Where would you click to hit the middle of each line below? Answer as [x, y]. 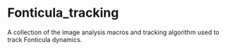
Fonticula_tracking [63, 13]
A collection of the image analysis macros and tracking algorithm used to [113, 32]
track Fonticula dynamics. [45, 39]
